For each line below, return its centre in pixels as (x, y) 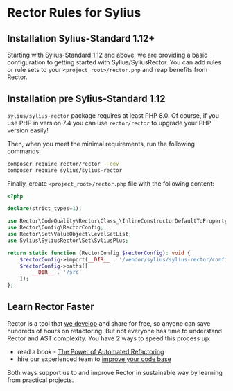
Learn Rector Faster (51, 307)
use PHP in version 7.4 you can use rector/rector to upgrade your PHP (109, 123)
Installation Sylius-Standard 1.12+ (81, 38)
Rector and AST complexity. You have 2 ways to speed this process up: (109, 338)
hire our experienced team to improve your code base (94, 359)
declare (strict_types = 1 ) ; (44, 209)
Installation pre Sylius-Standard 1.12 (86, 99)
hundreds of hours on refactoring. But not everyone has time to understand (115, 331)
